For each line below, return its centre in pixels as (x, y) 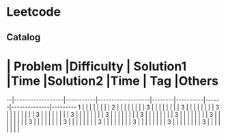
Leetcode (34, 12)
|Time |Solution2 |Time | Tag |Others (113, 81)
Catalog (24, 37)
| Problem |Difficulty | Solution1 (97, 66)
